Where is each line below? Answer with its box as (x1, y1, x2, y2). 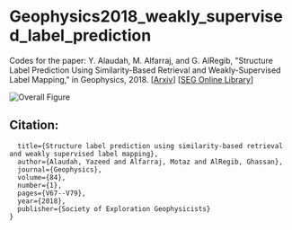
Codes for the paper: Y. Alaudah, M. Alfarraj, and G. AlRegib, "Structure (9, 55, 274, 66)
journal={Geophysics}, (17, 164, 102, 174)
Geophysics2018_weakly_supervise (9, 6, 283, 27)
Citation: (9, 118, 59, 133)
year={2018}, (17, 196, 66, 206)
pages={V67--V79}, (17, 189, 87, 198)
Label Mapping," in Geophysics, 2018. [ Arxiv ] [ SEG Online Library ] (9, 74, 254, 84)
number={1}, (17, 181, 63, 190)
